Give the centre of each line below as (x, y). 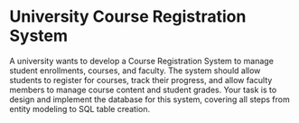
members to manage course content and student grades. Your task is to (143, 90)
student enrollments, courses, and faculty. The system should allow (135, 71)
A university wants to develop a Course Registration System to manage (141, 61)
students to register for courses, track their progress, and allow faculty (141, 80)
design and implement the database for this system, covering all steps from (150, 99)
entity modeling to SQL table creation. (80, 109)
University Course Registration (128, 17)
